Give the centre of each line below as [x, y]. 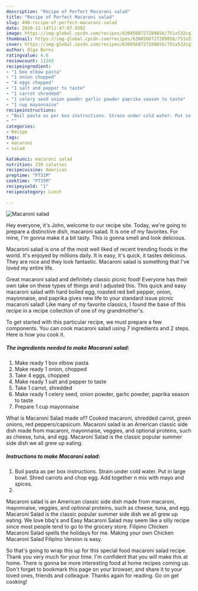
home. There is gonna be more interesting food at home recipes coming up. [98, 563]
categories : [21, 127]
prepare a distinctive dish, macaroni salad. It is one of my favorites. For [92, 231]
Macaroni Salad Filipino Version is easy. [54, 539]
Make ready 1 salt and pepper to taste [60, 381]
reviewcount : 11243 [30, 61]
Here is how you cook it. [35, 334]
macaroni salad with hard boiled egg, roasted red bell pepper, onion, [89, 291]
